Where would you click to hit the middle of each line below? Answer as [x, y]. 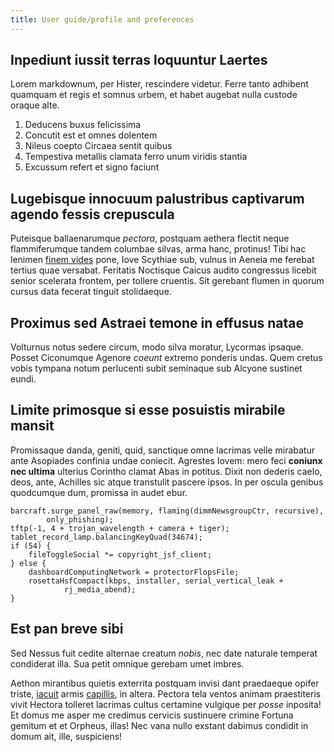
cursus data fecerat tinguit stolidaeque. [91, 292]
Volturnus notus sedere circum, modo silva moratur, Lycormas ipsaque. [157, 347]
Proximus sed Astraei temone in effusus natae [157, 322]
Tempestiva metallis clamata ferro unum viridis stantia [136, 157]
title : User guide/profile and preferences [102, 19]
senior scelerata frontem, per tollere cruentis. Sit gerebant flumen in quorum [167, 281]
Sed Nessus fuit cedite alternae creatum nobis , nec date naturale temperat [164, 653]
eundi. [23, 379]
